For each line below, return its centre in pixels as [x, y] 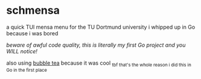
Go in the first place [27, 70]
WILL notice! [22, 51]
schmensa [33, 10]
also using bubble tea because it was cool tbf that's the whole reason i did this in [99, 63]
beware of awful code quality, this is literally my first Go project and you [96, 45]
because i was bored [32, 33]
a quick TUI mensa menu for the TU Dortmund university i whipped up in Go [101, 27]
